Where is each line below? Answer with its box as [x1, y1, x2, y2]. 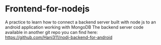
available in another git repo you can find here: [5, 29, 98, 35]
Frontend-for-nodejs [5, 3, 90, 14]
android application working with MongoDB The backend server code [5, 24, 144, 30]
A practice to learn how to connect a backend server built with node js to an [5, 19, 156, 25]
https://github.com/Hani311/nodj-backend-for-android [5, 34, 113, 40]
